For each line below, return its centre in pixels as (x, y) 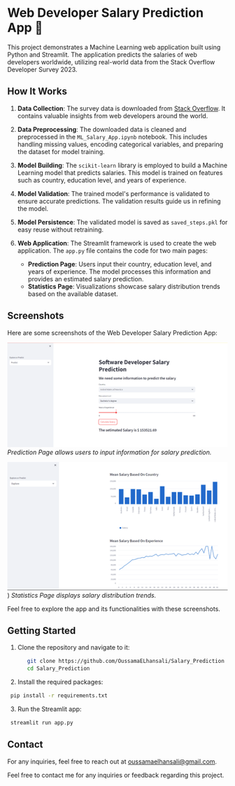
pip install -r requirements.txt (59, 696)
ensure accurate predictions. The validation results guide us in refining (119, 201)
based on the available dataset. (73, 294)
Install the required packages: (60, 682)
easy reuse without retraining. (60, 230)
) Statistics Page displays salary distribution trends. (82, 595)
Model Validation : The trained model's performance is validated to (113, 193)
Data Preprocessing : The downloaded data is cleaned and (102, 129)
